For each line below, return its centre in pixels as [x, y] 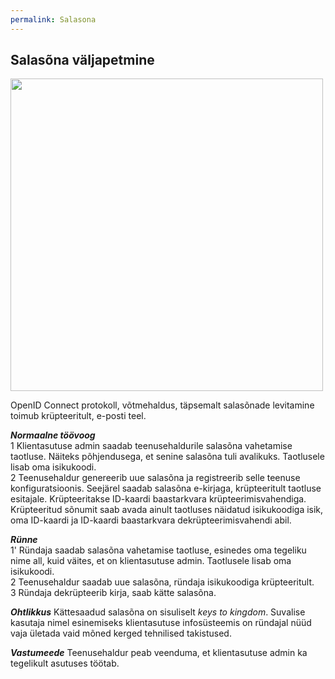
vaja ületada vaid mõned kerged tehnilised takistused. [121, 633]
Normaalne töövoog [53, 435]
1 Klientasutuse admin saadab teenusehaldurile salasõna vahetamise [151, 446]
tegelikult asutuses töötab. [65, 663]
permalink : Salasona [53, 19]
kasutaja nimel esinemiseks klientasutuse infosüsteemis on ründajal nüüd [161, 623]
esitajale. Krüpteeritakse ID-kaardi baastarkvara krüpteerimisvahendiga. [158, 499]
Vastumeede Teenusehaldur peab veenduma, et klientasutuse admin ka [159, 653]
